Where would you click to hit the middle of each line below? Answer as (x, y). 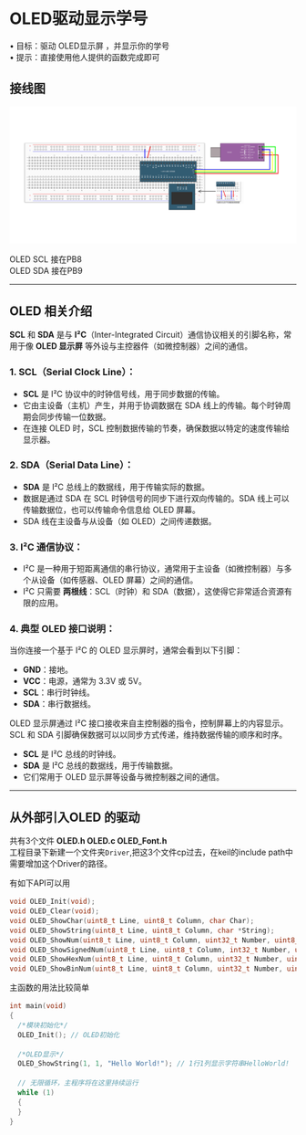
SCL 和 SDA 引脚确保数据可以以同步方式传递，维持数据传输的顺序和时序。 (148, 735)
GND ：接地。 (48, 670)
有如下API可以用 (40, 883)
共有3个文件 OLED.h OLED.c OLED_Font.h (88, 841)
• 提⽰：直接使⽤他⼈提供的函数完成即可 (85, 57)
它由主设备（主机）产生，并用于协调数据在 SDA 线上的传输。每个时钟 (153, 405)
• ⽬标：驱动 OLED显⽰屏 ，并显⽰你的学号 (90, 46)
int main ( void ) (38, 1006)
